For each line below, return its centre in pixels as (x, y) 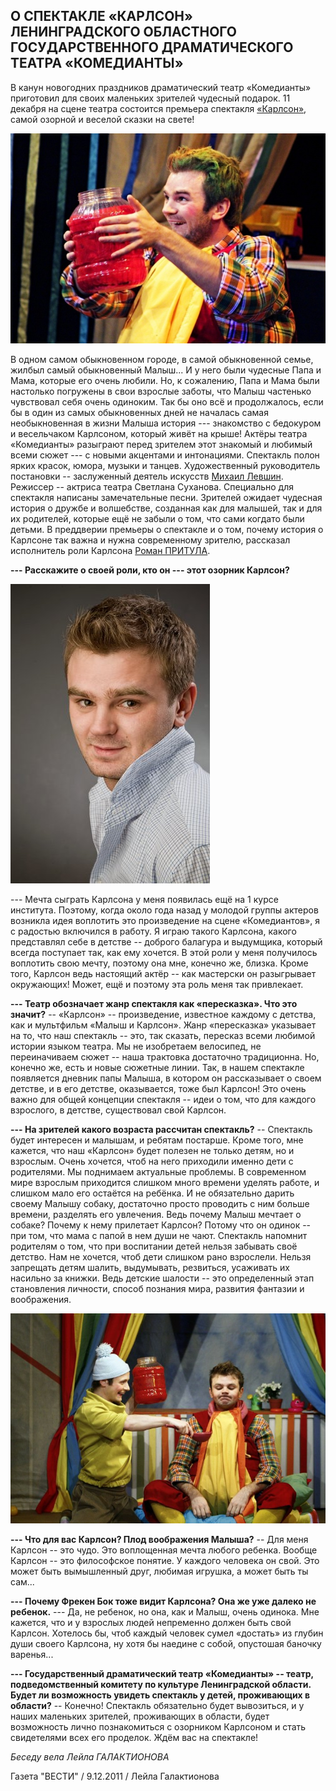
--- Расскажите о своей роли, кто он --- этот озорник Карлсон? (150, 570)
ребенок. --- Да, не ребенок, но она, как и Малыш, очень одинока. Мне (165, 1611)
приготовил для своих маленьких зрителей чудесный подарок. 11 (150, 98)
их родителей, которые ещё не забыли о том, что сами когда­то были (157, 518)
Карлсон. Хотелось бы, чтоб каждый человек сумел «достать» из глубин (167, 1633)
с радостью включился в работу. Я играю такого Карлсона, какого (153, 931)
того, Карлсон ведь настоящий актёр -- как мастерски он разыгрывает (163, 973)
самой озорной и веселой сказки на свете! (102, 119)
